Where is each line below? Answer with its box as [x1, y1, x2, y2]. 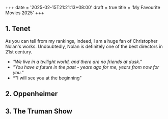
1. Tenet [5, 24, 31, 33]
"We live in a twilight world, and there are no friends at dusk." [12, 58, 143, 65]
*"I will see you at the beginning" [12, 75, 82, 81]
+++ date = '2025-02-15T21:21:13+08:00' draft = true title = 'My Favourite [5, 5, 160, 10]
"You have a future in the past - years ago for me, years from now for [12, 64, 159, 70]
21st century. [5, 48, 33, 55]
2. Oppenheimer [5, 90, 58, 98]
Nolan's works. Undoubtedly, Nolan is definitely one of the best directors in [5, 43, 163, 49]
